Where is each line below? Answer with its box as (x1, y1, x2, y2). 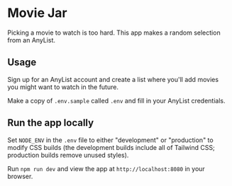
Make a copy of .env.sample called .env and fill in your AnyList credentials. (7, 96, 226, 105)
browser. (7, 172, 33, 180)
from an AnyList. (7, 35, 55, 44)
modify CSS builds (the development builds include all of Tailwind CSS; (7, 143, 215, 151)
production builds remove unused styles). (7, 151, 129, 159)
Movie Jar (7, 5, 67, 21)
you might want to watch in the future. (7, 83, 119, 91)
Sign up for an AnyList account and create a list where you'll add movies (7, 75, 219, 83)
